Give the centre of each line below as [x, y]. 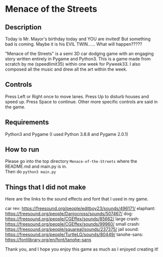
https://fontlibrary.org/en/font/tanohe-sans [48, 240]
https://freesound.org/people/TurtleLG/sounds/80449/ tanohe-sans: [74, 234]
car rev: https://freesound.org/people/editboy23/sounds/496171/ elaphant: [80, 208]
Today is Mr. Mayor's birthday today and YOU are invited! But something [78, 39]
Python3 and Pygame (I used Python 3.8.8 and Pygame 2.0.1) [67, 134]
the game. [15, 107]
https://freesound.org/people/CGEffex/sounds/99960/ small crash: [73, 224]
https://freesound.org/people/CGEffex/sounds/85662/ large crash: [72, 219]
